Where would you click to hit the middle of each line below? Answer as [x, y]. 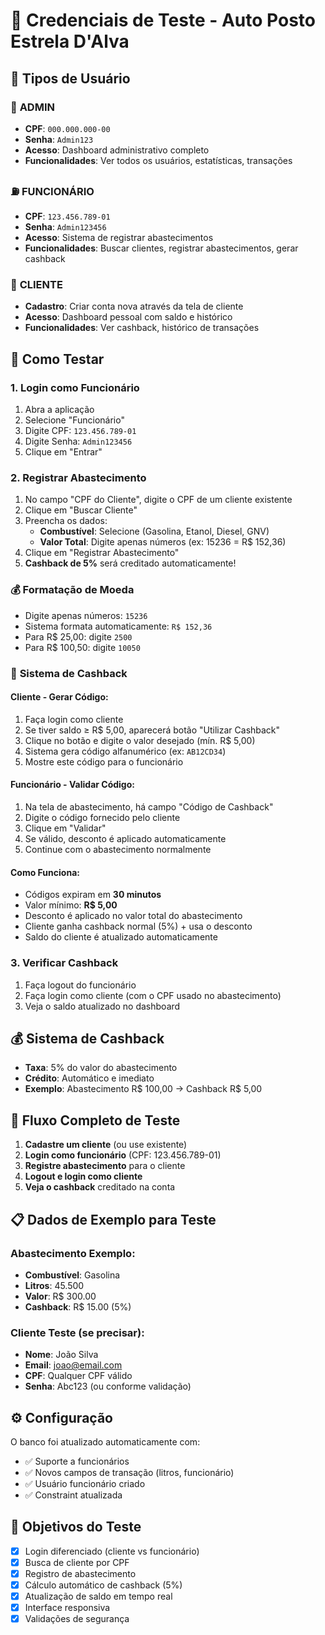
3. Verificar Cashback [64, 963]
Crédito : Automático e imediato [89, 1078]
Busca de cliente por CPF [77, 1562]
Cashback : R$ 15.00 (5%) [78, 1306]
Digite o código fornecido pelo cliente [102, 818]
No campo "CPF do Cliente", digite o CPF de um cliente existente [158, 500]
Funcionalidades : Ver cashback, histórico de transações [142, 328]
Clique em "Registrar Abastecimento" [102, 553]
